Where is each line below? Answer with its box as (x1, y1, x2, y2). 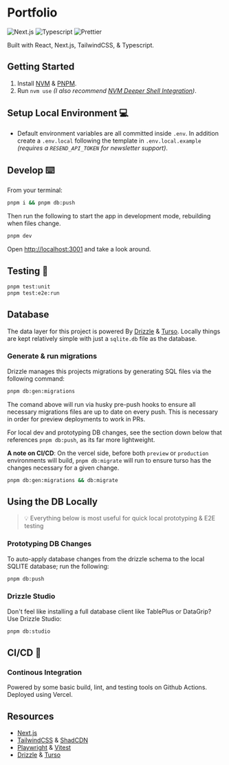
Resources (7, 711, 54, 722)
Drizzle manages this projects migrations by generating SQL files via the (7, 367, 212, 375)
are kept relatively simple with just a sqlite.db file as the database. (7, 334, 197, 342)
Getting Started (7, 61, 75, 73)
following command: (7, 374, 65, 383)
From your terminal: (7, 186, 63, 194)
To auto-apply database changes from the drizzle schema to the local (7, 554, 205, 563)
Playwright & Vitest (17, 744, 71, 752)
